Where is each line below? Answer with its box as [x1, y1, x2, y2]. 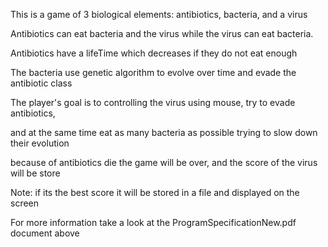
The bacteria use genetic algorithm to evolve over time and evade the [10, 67, 297, 78]
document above [10, 227, 80, 239]
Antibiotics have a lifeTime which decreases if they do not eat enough [10, 47, 298, 59]
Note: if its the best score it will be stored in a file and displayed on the [10, 187, 300, 198]
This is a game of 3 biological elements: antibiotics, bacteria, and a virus [10, 9, 308, 20]
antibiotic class [10, 77, 73, 89]
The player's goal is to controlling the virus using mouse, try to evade [10, 97, 296, 108]
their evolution [10, 137, 70, 149]
